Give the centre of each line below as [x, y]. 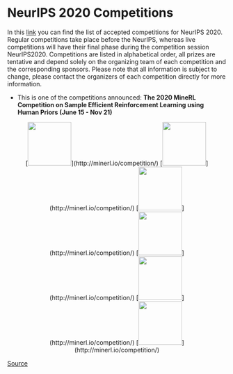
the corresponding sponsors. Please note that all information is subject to [112, 69]
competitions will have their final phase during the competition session [109, 47]
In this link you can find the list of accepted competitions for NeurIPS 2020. [115, 32]
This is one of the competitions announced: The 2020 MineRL [106, 97]
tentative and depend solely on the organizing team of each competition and [116, 61]
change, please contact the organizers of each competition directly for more [116, 76]
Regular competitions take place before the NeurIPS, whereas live [102, 39]
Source [17, 363]
